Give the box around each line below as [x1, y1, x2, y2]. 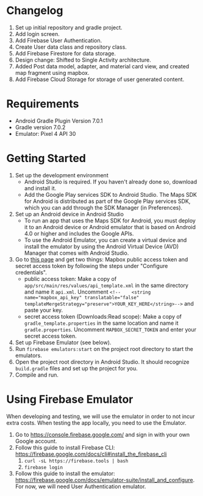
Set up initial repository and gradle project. [15, 24, 123, 31]
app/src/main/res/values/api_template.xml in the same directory [24, 282, 189, 289]
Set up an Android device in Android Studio [15, 210, 124, 218]
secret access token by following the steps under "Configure [15, 262, 168, 269]
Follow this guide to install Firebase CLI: [15, 444, 115, 451]
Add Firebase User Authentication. [15, 37, 102, 44]
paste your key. [24, 306, 63, 314]
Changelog [6, 4, 63, 18]
